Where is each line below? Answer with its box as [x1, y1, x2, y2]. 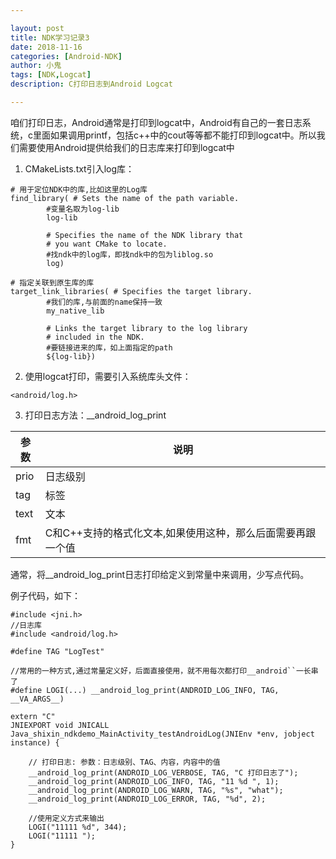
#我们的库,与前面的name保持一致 [46, 297, 163, 307]
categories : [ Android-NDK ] [10, 51, 123, 61]
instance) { [10, 737, 60, 748]
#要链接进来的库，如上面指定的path [46, 342, 173, 353]
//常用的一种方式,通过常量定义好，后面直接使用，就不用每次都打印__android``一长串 [10, 666, 319, 676]
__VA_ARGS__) [10, 694, 65, 704]
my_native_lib [46, 306, 105, 316]
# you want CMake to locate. [46, 239, 168, 249]
